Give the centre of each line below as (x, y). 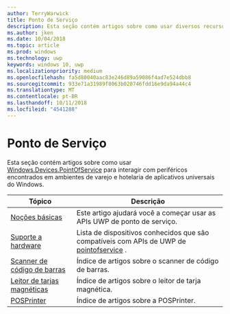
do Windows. (26, 184)
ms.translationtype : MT (41, 90)
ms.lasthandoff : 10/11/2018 (47, 103)
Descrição (148, 201)
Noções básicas (37, 217)
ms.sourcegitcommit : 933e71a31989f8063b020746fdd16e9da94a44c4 (99, 84)
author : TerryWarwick (38, 13)
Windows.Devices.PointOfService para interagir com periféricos (98, 170)
